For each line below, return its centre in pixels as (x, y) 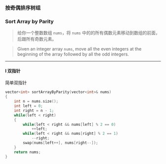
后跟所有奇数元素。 (37, 39)
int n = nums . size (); (36, 102)
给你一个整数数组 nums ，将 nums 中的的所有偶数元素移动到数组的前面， (88, 33)
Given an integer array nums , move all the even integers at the (79, 49)
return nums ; (27, 152)
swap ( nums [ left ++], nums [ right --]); (61, 143)
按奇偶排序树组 (23, 7)
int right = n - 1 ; (34, 110)
